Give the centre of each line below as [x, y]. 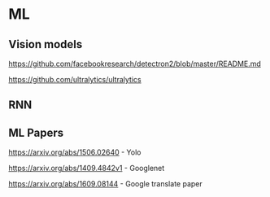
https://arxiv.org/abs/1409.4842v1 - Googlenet [87, 169]
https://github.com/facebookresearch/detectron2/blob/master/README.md [135, 63]
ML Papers [36, 132]
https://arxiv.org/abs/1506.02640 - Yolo [75, 152]
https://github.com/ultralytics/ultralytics [75, 79]
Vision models [46, 44]
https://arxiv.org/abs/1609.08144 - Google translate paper [105, 184]
